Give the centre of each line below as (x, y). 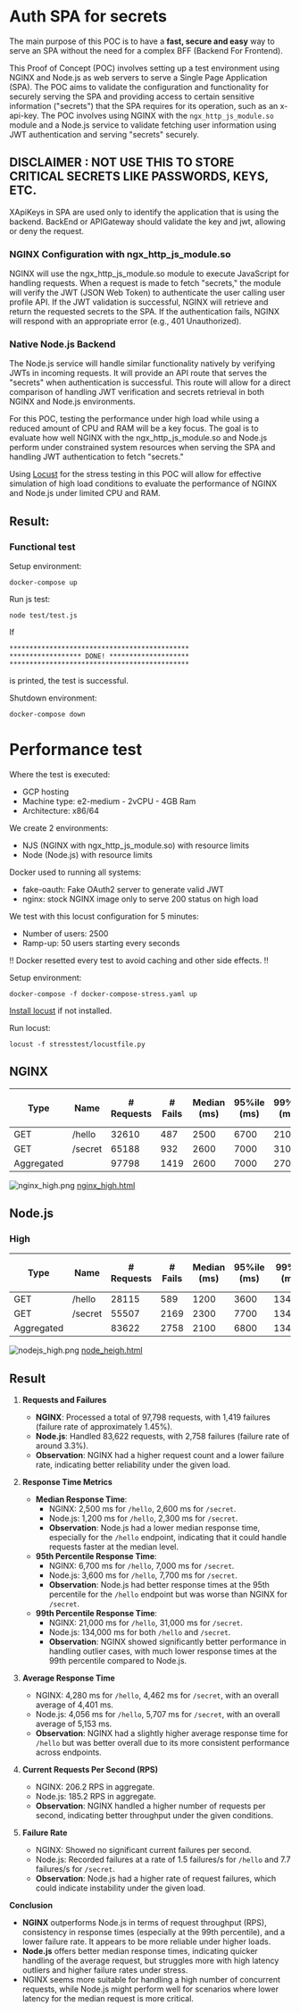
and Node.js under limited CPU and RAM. (85, 493)
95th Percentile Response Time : (96, 1556)
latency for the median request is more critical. (108, 1999)
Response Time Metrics (67, 1482)
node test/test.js (43, 616)
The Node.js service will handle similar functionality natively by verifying (142, 364)
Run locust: (30, 1027)
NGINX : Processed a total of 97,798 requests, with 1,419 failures (153, 1417)
